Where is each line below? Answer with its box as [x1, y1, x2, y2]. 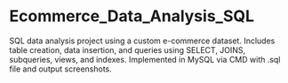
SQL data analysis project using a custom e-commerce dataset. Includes [9, 35, 276, 46]
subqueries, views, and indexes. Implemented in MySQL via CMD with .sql [9, 54, 281, 64]
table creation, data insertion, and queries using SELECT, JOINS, [9, 44, 246, 55]
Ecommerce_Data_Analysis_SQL [9, 6, 255, 26]
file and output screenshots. [9, 64, 113, 74]
